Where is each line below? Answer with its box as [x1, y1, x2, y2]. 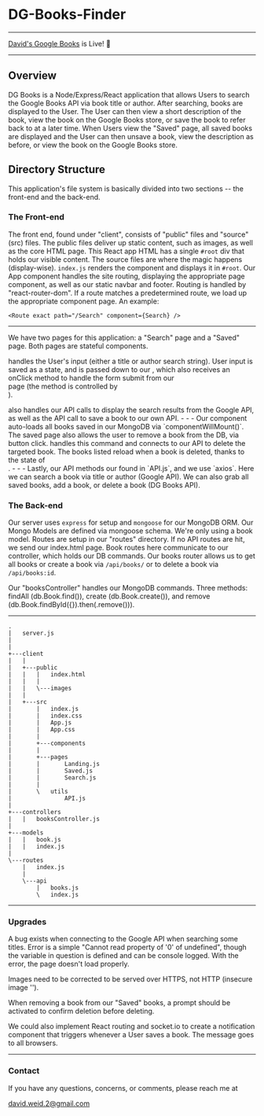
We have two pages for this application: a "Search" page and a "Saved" [8, 333, 240, 342]
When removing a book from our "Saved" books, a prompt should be [8, 998, 231, 1007]
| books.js [36, 884, 79, 892]
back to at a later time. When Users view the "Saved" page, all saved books [8, 123, 253, 133]
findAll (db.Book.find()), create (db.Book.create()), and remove [8, 591, 211, 601]
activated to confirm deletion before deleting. [8, 1007, 155, 1016]
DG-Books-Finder [8, 6, 126, 24]
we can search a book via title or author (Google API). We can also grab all [8, 472, 249, 481]
